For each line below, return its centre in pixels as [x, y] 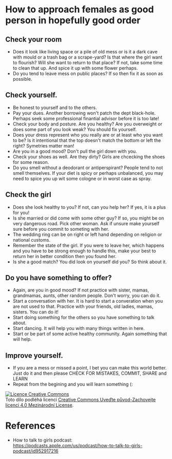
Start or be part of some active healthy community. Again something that [90, 334]
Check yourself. [31, 95]
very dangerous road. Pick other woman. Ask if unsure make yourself [86, 223]
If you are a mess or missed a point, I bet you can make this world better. [90, 368]
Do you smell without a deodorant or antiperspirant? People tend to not [88, 168]
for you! [21, 212]
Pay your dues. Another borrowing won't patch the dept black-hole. [84, 113]
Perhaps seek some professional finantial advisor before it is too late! [86, 118]
